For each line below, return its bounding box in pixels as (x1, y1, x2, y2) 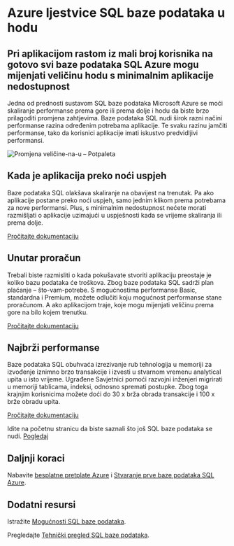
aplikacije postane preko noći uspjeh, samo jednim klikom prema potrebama (7, 196, 226, 204)
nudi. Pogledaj (7, 432, 49, 440)
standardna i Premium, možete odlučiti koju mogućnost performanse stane (7, 293, 222, 302)
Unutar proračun (7, 252, 82, 264)
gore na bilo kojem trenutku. (7, 308, 89, 316)
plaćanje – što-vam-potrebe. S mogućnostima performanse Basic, (7, 286, 198, 294)
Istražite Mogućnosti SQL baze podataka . (7, 517, 126, 526)
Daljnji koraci (7, 452, 65, 464)
